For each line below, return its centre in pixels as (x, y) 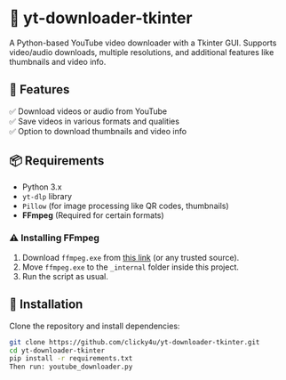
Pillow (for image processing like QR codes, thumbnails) (125, 206)
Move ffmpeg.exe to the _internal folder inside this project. (131, 267)
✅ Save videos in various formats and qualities (95, 121)
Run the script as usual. (65, 276)
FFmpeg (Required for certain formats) (93, 215)
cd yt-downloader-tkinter (57, 351)
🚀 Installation (46, 305)
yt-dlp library (47, 196)
